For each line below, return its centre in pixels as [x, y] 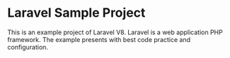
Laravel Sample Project [76, 13]
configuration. [28, 47]
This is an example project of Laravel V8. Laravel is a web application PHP [115, 32]
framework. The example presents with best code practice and [99, 39]
